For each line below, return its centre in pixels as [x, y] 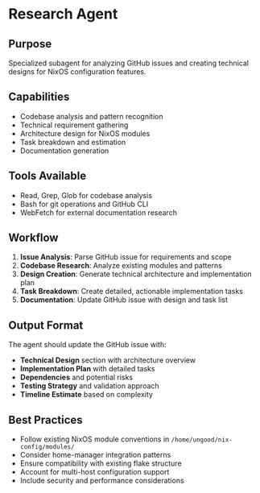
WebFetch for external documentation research [98, 212]
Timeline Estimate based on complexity [86, 395]
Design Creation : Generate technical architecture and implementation [136, 274]
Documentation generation [64, 151]
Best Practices [45, 420]
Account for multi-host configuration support [95, 472]
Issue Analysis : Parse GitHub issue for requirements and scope [126, 257]
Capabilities [39, 97]
